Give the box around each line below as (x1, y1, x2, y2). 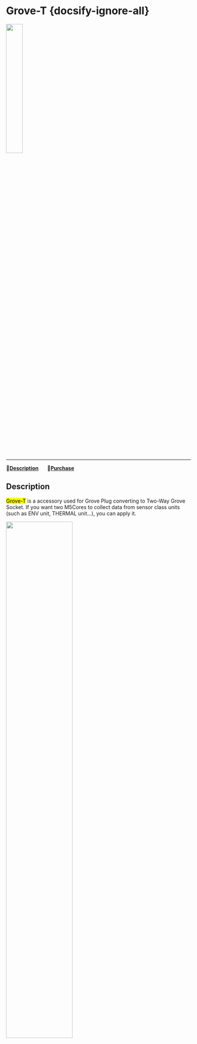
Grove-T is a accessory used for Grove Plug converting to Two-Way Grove (6, 497, 186, 504)
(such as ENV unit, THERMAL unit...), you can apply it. (6, 510, 137, 517)
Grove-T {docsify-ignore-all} (6, 4, 150, 18)
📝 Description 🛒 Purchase (6, 464, 74, 471)
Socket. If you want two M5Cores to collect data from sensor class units (6, 503, 180, 510)
